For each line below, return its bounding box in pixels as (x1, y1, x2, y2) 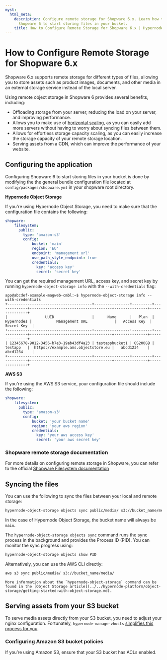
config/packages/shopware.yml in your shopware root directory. (5, 184, 135, 190)
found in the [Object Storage (5, 584, 68, 589)
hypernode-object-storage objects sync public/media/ (5, 508, 119, 513)
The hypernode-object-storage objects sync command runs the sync (5, 532, 148, 538)
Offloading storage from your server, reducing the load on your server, (12, 109, 157, 115)
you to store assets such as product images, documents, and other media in (5, 79, 161, 85)
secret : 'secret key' (36, 269, 81, 274)
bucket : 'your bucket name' (31, 419, 90, 424)
